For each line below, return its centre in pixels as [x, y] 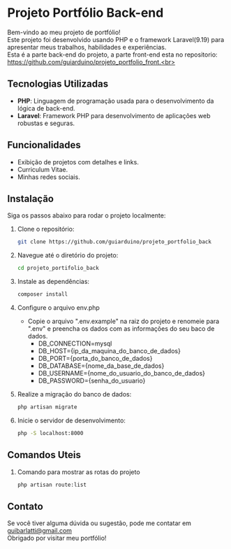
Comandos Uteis [44, 455]
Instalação [31, 198]
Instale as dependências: [53, 282]
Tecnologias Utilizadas [58, 84]
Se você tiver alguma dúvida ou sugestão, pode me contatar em [99, 523]
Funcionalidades [44, 145]
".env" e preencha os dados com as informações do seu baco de [121, 329]
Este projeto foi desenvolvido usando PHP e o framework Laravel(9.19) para [116, 39]
